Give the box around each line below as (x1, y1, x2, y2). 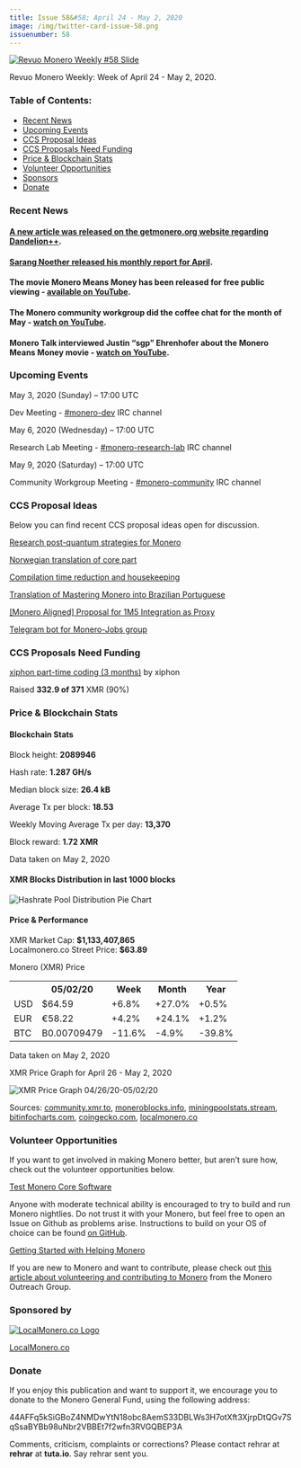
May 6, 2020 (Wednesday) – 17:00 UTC (9, 424, 155, 435)
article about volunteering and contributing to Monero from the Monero (9, 1272, 272, 1283)
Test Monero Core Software (9, 1181, 112, 1192)
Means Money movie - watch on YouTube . (9, 347, 170, 358)
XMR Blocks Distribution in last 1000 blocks (9, 874, 176, 885)
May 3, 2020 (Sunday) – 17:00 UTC (9, 389, 139, 400)
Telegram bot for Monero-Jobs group (9, 624, 148, 635)
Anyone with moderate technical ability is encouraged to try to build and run (9, 1199, 291, 1210)
